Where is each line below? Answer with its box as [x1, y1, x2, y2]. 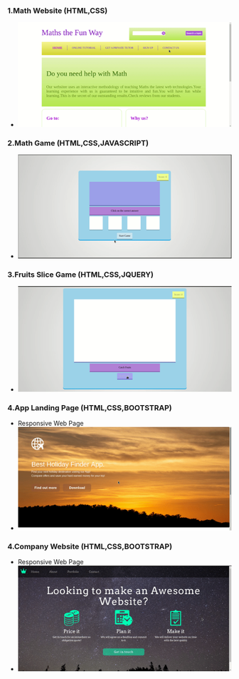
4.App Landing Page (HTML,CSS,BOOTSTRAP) [7, 403, 172, 413]
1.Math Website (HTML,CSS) [7, 6, 108, 16]
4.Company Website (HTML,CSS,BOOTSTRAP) [7, 541, 173, 551]
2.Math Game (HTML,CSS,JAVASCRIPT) [7, 138, 149, 148]
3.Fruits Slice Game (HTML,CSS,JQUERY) [7, 270, 154, 280]
